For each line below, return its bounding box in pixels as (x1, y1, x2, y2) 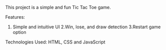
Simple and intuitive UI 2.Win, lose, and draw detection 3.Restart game (12, 24, 161, 30)
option (12, 29, 26, 35)
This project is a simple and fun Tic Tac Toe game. (5, 5, 111, 10)
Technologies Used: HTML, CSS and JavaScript (5, 39, 105, 45)
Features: (5, 14, 25, 20)
